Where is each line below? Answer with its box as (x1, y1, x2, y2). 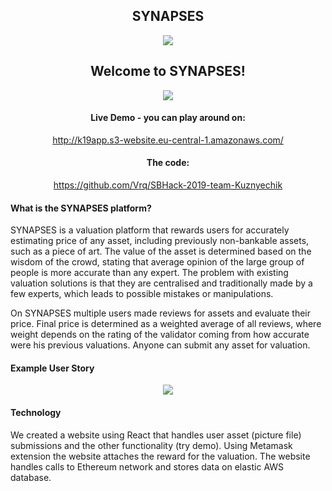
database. (10, 471, 52, 483)
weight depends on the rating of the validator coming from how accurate (10, 329, 310, 341)
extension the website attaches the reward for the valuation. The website (10, 450, 311, 462)
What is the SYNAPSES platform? (10, 202, 152, 214)
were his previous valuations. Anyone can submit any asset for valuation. (10, 339, 311, 351)
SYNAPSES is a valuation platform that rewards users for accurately (10, 224, 290, 236)
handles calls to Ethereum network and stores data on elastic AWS (10, 460, 285, 473)
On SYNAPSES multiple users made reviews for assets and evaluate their (10, 307, 312, 319)
